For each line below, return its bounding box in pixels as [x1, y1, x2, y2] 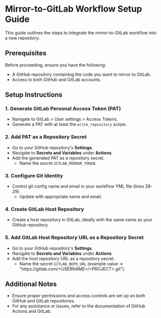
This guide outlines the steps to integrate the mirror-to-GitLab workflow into [5, 30, 157, 35]
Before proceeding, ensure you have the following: [5, 62, 106, 68]
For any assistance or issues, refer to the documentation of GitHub [12, 303, 145, 309]
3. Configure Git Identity [5, 172, 63, 179]
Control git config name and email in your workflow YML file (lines [12, 183, 145, 189]
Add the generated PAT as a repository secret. [12, 155, 105, 161]
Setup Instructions [5, 91, 63, 99]
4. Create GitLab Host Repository [5, 206, 84, 212]
